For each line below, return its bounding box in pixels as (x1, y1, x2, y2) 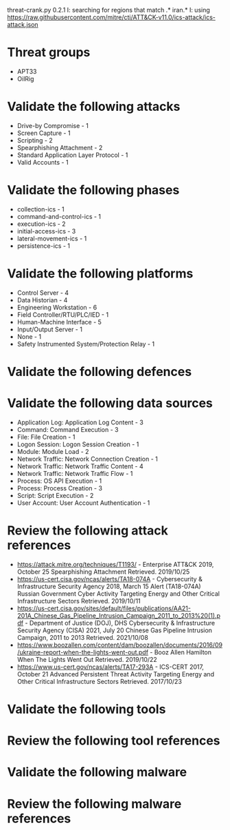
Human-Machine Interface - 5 (16, 318, 102, 326)
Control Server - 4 (16, 289, 69, 297)
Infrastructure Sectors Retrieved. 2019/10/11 (16, 596, 141, 605)
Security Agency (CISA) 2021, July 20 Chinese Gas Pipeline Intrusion (16, 626, 213, 634)
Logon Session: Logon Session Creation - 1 (16, 440, 139, 448)
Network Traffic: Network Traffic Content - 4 (16, 461, 143, 470)
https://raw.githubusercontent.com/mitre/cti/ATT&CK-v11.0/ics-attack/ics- (7, 13, 216, 21)
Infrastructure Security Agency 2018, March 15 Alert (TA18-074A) (16, 582, 201, 590)
